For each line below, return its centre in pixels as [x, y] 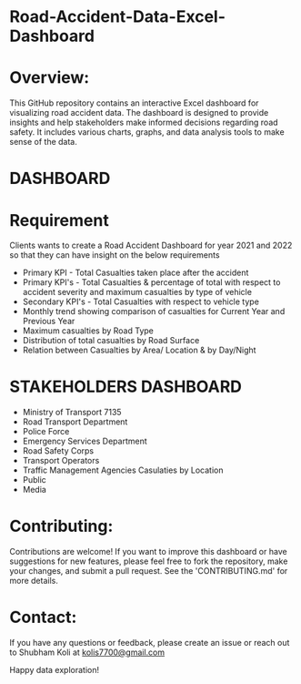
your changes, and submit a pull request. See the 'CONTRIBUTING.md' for [149, 571]
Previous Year [49, 322]
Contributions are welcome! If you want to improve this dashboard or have [149, 552]
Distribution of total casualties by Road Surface [111, 341]
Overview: [50, 78]
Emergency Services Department [85, 441]
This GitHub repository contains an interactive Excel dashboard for [134, 103]
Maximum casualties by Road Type [88, 331]
